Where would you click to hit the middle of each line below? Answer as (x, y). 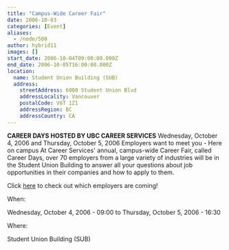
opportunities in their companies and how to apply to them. (91, 172)
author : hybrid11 (32, 45)
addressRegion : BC (46, 110)
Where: (18, 225)
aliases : (20, 33)
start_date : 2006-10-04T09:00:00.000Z (63, 59)
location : (21, 71)
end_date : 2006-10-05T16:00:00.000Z (59, 65)
